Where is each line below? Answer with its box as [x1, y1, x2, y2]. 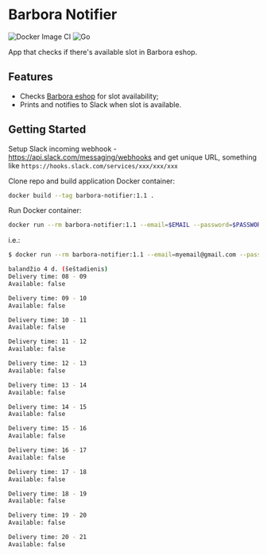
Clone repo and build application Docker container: [8, 176, 176, 186]
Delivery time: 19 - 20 [8, 511, 87, 519]
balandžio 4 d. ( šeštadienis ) [8, 265, 109, 273]
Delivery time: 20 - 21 [8, 534, 87, 542]
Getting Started [8, 123, 87, 137]
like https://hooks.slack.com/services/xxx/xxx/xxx [8, 160, 179, 170]
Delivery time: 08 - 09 [8, 272, 87, 281]
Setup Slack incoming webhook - [8, 144, 117, 153]
